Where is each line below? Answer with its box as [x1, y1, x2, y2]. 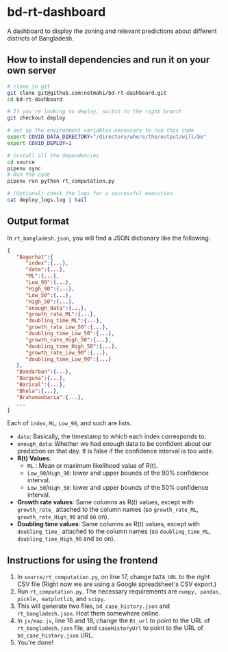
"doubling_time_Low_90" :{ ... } [25, 355, 112, 363]
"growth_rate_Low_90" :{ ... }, [25, 349, 109, 356]
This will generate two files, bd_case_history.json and [16, 602, 170, 610]
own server [7, 65, 57, 76]
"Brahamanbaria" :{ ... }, [16, 394, 84, 401]
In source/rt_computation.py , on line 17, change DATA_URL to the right [16, 573, 210, 581]
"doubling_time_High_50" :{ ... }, [25, 343, 118, 350]
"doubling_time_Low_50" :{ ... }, [25, 330, 115, 337]
